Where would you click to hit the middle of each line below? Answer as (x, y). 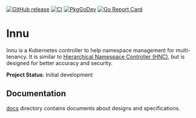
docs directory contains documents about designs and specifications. (93, 108)
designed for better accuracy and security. (60, 63)
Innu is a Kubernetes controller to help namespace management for (90, 50)
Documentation (36, 94)
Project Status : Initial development (50, 75)
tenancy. (17, 57)
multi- (183, 50)
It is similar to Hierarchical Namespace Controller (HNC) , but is (107, 57)
